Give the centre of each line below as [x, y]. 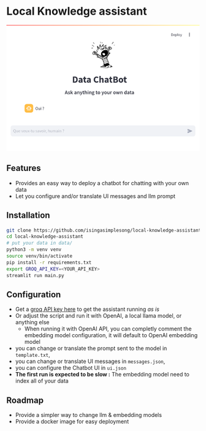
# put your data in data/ [39, 243]
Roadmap [25, 400]
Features [24, 168]
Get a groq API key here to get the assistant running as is [87, 309]
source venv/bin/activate [39, 256]
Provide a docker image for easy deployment [72, 422]
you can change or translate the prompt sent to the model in [91, 348]
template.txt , [32, 355]
